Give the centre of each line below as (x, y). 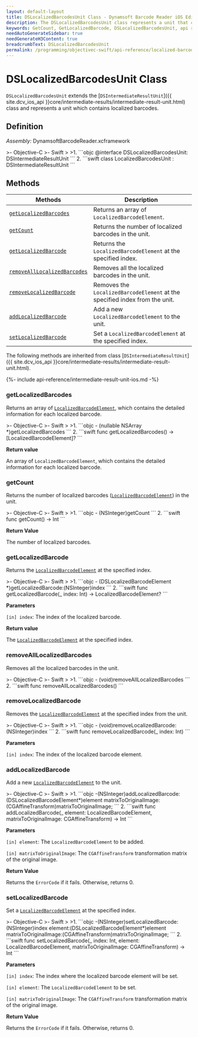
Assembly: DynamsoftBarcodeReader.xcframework (68, 141)
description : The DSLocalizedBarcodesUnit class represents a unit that (97, 22)
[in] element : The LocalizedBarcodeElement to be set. (71, 987)
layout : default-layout (35, 12)
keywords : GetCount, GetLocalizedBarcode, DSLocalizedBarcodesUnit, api (97, 28)
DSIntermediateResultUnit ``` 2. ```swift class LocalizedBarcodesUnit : (90, 158)
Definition (24, 127)
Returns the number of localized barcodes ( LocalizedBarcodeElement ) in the (98, 495)
